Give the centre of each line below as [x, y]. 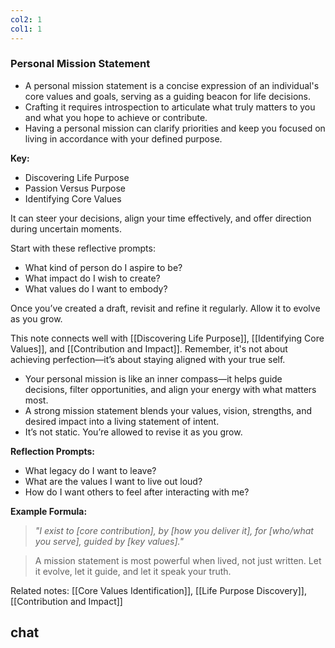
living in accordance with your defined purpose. [123, 138]
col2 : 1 [26, 19]
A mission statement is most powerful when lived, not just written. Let [178, 560]
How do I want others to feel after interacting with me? [137, 492]
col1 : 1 [26, 29]
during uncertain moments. [66, 228]
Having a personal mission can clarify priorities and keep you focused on [175, 128]
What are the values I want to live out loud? [113, 481]
